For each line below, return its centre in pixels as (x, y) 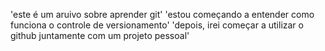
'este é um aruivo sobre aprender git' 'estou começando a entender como (162, 14)
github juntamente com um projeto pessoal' (100, 35)
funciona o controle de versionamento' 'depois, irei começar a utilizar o (157, 25)
